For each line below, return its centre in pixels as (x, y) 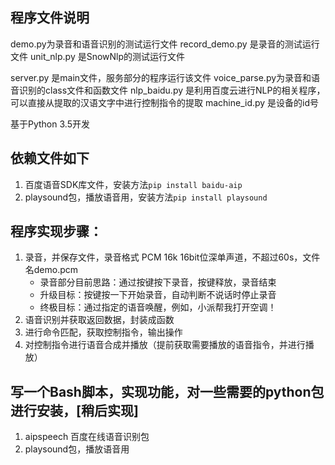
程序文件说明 (50, 18)
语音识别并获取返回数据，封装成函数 (99, 320)
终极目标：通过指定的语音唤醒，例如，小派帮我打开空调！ (158, 307)
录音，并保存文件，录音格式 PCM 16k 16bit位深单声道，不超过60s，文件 (172, 257)
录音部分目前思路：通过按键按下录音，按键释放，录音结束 (158, 282)
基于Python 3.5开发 (50, 124)
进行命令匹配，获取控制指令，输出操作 (103, 332)
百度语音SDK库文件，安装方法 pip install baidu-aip (133, 184)
